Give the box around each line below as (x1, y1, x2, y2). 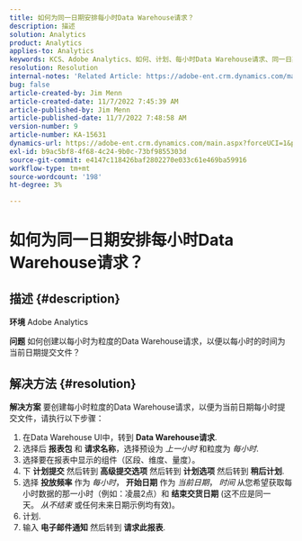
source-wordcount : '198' (9, 172, 102, 181)
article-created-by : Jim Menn (9, 88, 123, 97)
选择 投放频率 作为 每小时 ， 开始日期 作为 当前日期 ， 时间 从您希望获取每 (22, 476, 293, 487)
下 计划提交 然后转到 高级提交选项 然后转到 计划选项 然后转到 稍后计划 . (22, 465, 285, 476)
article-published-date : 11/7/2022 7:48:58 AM (9, 113, 187, 122)
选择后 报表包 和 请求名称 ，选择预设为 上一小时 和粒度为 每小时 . (22, 443, 259, 454)
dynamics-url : (9, 139, 63, 148)
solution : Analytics (9, 30, 87, 39)
